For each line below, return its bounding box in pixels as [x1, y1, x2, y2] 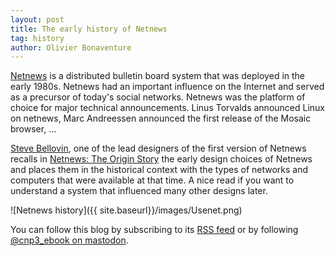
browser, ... [10, 123, 57, 135]
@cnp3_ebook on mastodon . [10, 234, 129, 246]
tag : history [10, 33, 65, 43]
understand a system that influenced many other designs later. [10, 185, 268, 197]
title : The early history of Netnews [10, 24, 168, 34]
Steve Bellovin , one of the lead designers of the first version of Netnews [10, 142, 307, 155]
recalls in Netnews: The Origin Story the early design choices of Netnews [10, 153, 313, 165]
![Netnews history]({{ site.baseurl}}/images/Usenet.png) [10, 204, 243, 216]
